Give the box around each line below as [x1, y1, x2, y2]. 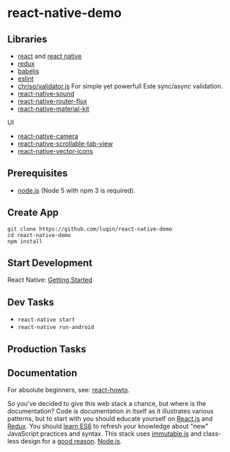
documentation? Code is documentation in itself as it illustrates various [7, 407, 214, 415]
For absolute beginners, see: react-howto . [7, 386, 130, 394]
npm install [7, 238, 42, 245]
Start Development [7, 257, 93, 270]
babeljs [17, 67, 40, 75]
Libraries [7, 33, 47, 45]
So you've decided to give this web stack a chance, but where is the [7, 400, 207, 408]
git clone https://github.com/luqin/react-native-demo [7, 225, 173, 233]
